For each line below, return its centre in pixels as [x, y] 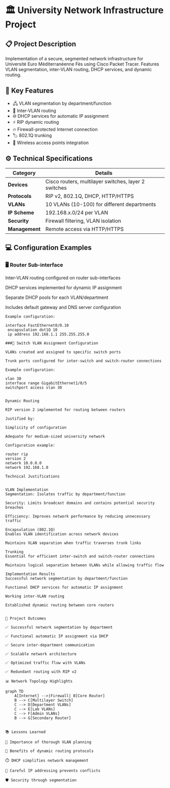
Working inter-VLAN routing [35, 596]
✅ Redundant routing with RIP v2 [41, 672]
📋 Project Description [41, 44]
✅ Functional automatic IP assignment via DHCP [57, 636]
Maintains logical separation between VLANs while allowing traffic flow [85, 565]
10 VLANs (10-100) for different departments [101, 204]
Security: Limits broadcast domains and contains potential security [80, 503]
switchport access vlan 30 [34, 388]
